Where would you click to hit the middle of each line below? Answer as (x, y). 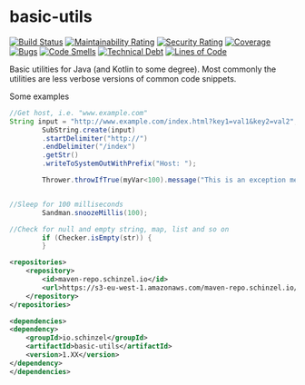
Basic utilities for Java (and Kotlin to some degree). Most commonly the (143, 69)
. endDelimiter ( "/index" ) (89, 147)
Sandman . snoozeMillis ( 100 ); (95, 212)
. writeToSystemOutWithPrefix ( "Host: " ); (119, 164)
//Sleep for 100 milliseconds (67, 204)
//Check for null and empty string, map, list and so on (119, 229)
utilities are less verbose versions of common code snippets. (123, 78)
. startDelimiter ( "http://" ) (95, 138)
